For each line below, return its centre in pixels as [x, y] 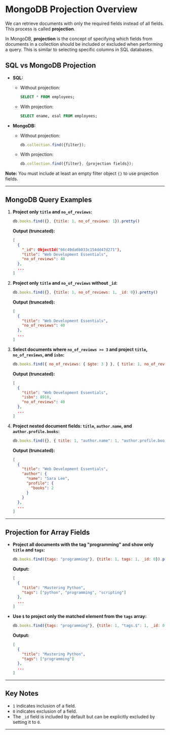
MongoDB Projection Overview [71, 9]
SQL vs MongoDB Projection [51, 65]
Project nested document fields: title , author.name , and [72, 426]
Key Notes [22, 694]
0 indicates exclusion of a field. [45, 711]
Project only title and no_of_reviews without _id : [65, 283]
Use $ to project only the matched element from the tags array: [79, 616]
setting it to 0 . [27, 722]
